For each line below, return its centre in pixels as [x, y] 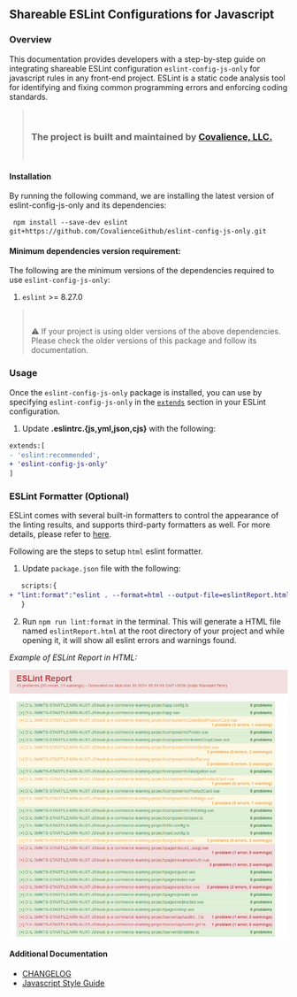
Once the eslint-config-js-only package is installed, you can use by [136, 392]
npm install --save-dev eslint [70, 223]
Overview [30, 40]
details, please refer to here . [61, 534]
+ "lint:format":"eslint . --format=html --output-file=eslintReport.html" [152, 595]
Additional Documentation [59, 954]
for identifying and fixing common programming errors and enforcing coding [148, 87]
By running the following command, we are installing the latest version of [142, 196]
